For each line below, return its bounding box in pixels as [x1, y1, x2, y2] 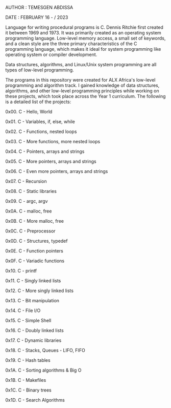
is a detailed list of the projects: [5, 99, 71, 105]
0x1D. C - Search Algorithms [5, 397, 65, 403]
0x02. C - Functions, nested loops [5, 128, 77, 134]
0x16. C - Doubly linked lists [5, 327, 64, 333]
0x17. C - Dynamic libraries [5, 337, 62, 343]
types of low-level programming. [5, 67, 74, 73]
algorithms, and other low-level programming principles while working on [5, 88, 159, 94]
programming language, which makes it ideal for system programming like [5, 46, 161, 52]
